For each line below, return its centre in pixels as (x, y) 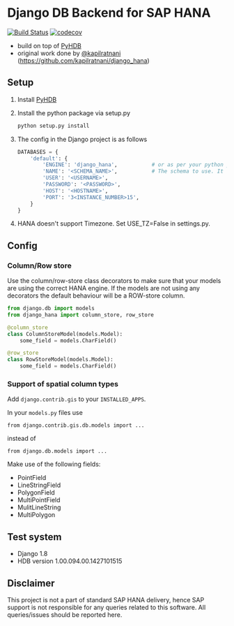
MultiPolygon (36, 515)
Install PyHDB (37, 99)
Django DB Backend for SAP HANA (109, 13)
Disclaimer (31, 583)
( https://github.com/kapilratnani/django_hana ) (83, 60)
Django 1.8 (32, 554)
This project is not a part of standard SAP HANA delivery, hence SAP (106, 599)
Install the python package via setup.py (74, 112)
